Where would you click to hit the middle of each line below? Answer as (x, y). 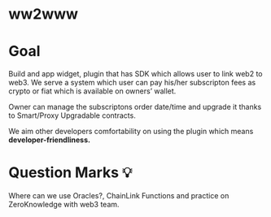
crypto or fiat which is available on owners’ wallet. (92, 91)
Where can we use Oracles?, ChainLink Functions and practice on (119, 196)
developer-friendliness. (50, 140)
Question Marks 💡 (70, 173)
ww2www (44, 14)
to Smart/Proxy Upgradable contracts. (72, 115)
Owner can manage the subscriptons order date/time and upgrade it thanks (135, 107)
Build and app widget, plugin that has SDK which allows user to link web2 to (135, 74)
